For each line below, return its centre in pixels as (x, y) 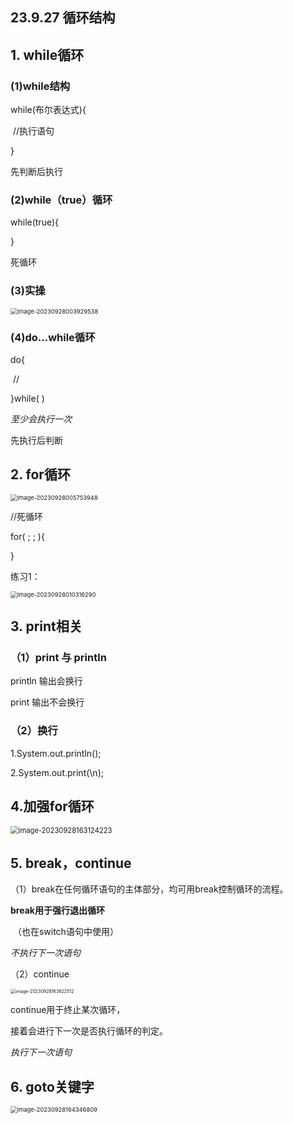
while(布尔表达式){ (48, 110)
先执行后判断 (36, 440)
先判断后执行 (36, 172)
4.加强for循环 (52, 806)
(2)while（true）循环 (61, 200)
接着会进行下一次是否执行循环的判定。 (89, 1031)
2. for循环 (40, 474)
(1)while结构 (40, 86)
